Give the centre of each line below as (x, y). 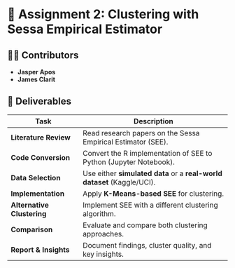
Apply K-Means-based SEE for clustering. (154, 194)
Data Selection (36, 177)
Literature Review (41, 138)
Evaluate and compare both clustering (145, 225)
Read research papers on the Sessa (141, 133)
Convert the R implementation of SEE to (148, 153)
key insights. (104, 254)
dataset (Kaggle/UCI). (119, 182)
